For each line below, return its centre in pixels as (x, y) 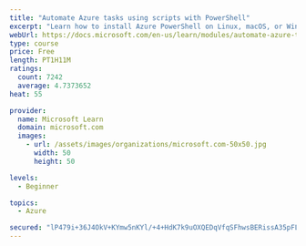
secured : (26, 228)
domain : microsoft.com (61, 128)
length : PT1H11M (40, 60)
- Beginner (38, 186)
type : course (34, 43)
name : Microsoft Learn (61, 119)
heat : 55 (26, 94)
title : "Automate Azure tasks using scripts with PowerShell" (130, 18)
